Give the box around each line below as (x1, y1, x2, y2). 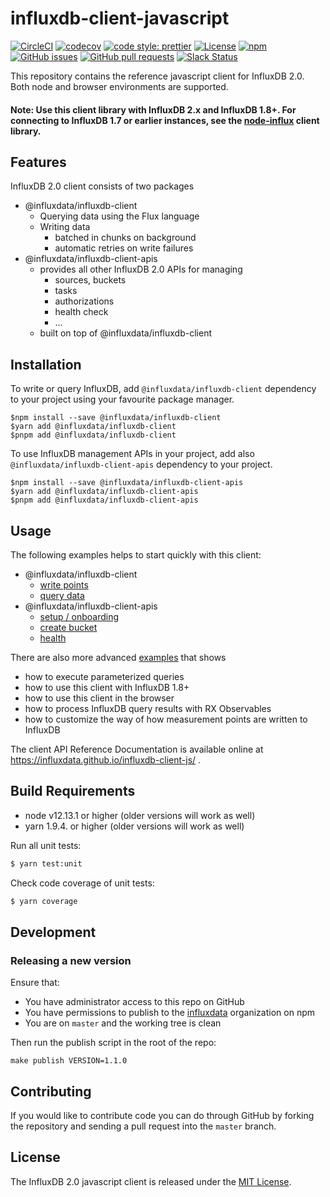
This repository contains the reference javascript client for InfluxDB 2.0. (10, 70, 305, 82)
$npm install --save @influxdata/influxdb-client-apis (10, 478, 244, 488)
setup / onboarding (39, 610, 119, 622)
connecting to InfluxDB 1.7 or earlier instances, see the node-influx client (10, 114, 320, 126)
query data (39, 589, 85, 601)
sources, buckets (54, 274, 127, 286)
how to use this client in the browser (24, 692, 175, 704)
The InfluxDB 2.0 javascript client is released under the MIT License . (10, 1175, 292, 1187)
